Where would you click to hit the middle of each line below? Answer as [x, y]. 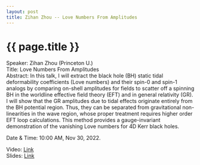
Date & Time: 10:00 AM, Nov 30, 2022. [53, 138]
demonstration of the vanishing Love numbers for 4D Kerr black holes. [93, 126]
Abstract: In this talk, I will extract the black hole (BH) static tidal [85, 76]
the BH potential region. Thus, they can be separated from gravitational [94, 107]
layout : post [22, 12]
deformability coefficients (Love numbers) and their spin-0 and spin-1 [92, 82]
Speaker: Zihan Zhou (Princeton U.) [50, 63]
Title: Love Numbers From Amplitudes [53, 70]
